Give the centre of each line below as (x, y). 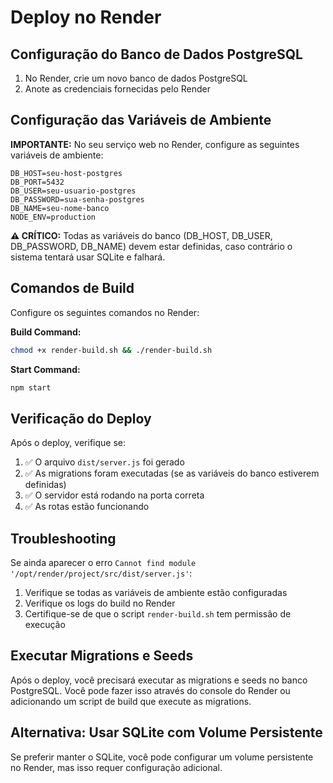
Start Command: (45, 369)
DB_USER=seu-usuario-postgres (73, 191)
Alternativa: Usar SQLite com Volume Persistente (166, 732)
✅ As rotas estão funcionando (87, 507)
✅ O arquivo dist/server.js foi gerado (104, 462)
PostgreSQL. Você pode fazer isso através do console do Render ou (150, 690)
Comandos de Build (72, 288)
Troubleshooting (63, 538)
